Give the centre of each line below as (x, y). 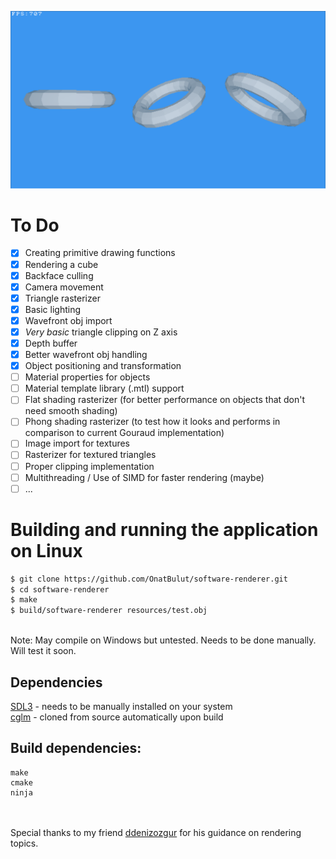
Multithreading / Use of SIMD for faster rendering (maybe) (144, 477)
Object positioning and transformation (103, 366)
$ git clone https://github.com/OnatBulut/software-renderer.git (149, 579)
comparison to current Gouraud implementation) (124, 433)
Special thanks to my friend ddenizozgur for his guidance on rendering (156, 832)
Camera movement (64, 287)
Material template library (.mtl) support (104, 388)
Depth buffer (51, 343)
